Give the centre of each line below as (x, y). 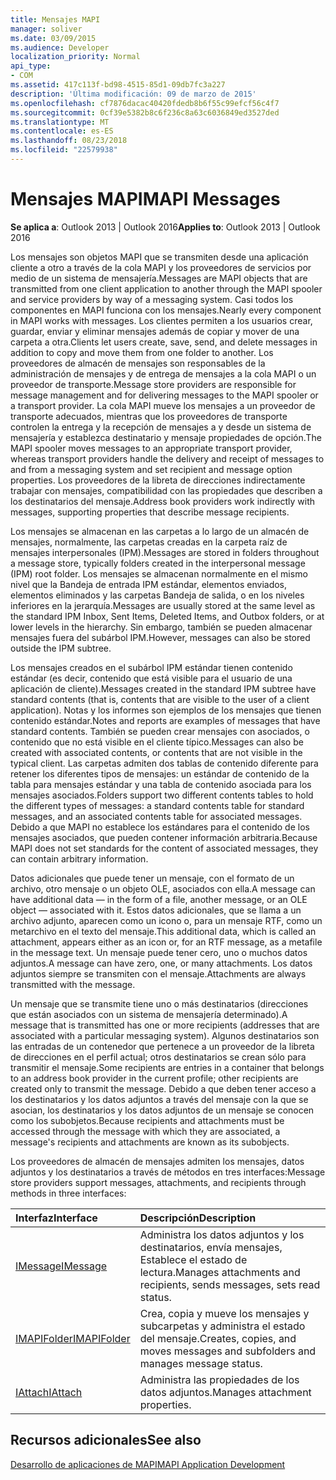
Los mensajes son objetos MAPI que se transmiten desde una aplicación (159, 257)
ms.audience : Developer (60, 47)
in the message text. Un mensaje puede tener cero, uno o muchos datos (159, 952)
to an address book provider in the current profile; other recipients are (154, 1078)
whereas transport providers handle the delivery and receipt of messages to (167, 458)
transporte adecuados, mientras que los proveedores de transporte (149, 416)
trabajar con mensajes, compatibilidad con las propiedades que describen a (166, 490)
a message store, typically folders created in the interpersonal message (158, 563)
